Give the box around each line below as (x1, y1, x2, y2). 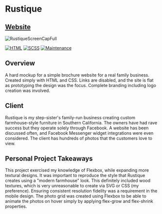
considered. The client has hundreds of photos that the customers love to (5, 135, 152, 141)
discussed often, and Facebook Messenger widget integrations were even (5, 130, 154, 136)
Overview (5, 59, 36, 68)
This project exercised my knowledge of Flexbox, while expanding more (5, 167, 149, 173)
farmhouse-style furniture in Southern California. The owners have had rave (5, 120, 157, 125)
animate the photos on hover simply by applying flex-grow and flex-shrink (5, 198, 153, 204)
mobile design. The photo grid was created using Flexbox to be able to (5, 193, 147, 199)
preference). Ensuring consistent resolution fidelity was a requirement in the (5, 188, 158, 194)
